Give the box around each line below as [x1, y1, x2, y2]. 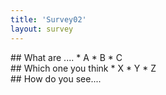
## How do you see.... [10, 72, 102, 85]
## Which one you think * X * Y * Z [10, 62, 157, 74]
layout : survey [10, 24, 74, 34]
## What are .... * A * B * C [10, 51, 123, 63]
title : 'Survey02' [10, 14, 87, 25]
